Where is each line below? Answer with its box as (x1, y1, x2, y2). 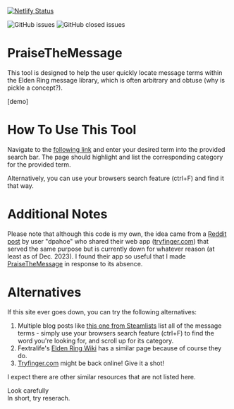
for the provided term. (7, 160, 71, 169)
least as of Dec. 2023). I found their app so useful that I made (7, 251, 186, 261)
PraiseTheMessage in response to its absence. (7, 259, 143, 268)
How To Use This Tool (7, 122, 137, 138)
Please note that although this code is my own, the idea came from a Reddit (7, 230, 227, 238)
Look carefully (7, 386, 49, 395)
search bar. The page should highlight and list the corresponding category (7, 153, 223, 161)
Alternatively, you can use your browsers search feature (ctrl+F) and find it (7, 174, 224, 182)
